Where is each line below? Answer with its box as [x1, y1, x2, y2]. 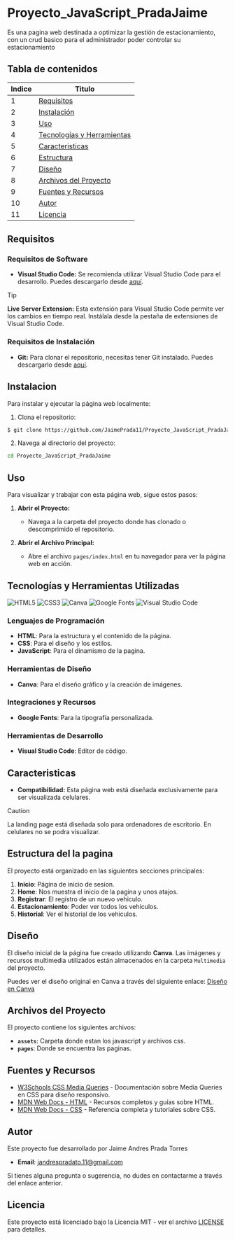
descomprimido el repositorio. [27, 525, 115, 533]
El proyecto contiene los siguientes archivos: [7, 1023, 136, 1031]
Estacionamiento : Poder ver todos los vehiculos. [17, 902, 159, 910]
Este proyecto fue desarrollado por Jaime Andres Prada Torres [7, 1144, 188, 1153]
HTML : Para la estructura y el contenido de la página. [17, 632, 171, 640]
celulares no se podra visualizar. [7, 827, 100, 836]
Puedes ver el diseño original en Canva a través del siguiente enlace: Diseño [7, 977, 227, 985]
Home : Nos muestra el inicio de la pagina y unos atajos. [17, 887, 178, 896]
